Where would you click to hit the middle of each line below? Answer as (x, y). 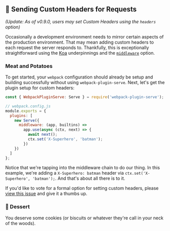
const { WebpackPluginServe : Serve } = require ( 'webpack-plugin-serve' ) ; (85, 97)
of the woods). (20, 223)
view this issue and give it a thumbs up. (46, 194)
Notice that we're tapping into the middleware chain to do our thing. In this (83, 168)
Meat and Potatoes (29, 66)
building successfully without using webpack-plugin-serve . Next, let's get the (85, 83)
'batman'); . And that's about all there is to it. (79, 178)
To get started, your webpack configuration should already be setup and (79, 77)
